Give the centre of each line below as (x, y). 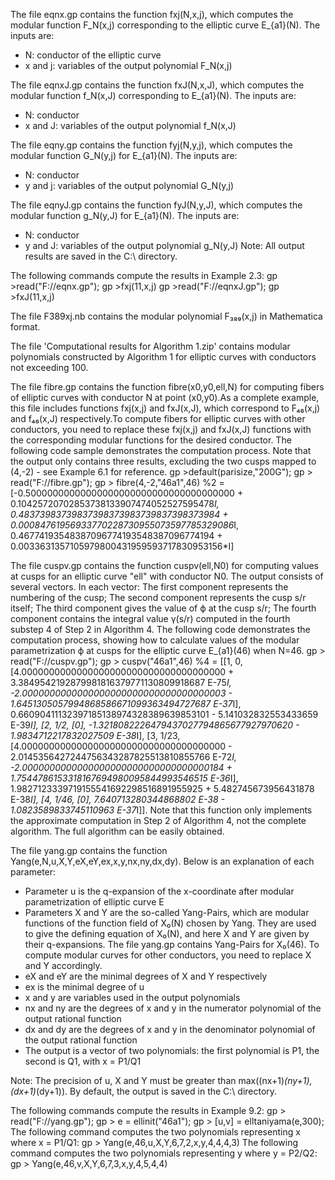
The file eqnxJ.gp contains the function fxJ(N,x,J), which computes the (157, 85)
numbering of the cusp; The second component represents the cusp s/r (158, 597)
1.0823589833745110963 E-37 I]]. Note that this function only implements (161, 810)
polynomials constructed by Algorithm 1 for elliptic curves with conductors (163, 357)
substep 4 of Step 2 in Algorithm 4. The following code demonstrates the (160, 629)
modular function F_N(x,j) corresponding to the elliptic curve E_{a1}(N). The (165, 25)
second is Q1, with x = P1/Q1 (83, 1061)
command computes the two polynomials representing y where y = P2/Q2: (164, 1153)
